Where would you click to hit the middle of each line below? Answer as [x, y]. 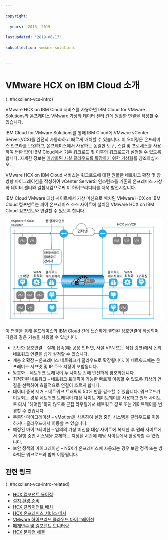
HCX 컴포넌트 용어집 [33, 495]
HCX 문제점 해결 [29, 532]
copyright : [17, 16]
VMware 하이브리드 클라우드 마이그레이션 [53, 520]
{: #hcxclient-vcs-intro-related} [38, 484]
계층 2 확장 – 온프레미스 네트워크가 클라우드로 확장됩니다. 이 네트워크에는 [84, 360]
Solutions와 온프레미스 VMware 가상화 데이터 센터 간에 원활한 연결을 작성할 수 [82, 116]
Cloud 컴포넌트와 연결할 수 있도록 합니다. [45, 211]
